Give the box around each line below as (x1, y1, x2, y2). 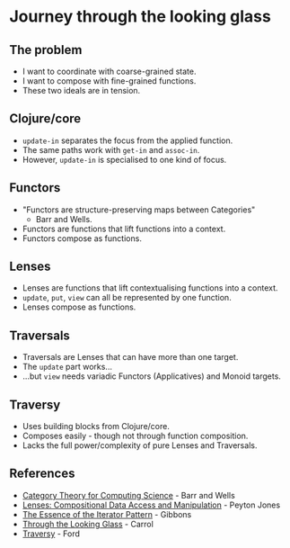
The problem (9, 42, 83, 58)
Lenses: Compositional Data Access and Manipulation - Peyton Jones (22, 499, 281, 510)
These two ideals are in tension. (22, 85, 141, 95)
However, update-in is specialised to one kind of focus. (22, 154, 227, 165)
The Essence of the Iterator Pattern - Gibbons (22, 508, 192, 519)
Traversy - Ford (22, 528, 81, 539)
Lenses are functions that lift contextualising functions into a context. (22, 283, 278, 293)
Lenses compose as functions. (22, 301, 136, 312)
